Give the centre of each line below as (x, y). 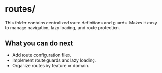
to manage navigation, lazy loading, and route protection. (63, 27)
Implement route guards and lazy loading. (54, 60)
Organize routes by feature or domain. (51, 65)
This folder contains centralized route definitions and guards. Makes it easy (81, 23)
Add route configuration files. (42, 55)
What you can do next (39, 43)
